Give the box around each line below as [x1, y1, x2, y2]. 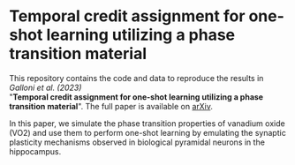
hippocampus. [9, 146, 62, 156]
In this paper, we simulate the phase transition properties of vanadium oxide [9, 117, 285, 129]
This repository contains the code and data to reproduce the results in [9, 72, 264, 83]
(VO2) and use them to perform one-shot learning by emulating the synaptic [9, 127, 287, 138]
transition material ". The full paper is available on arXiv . [9, 101, 214, 111]
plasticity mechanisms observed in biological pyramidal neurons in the [9, 137, 265, 147]
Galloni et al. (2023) [9, 82, 82, 93]
